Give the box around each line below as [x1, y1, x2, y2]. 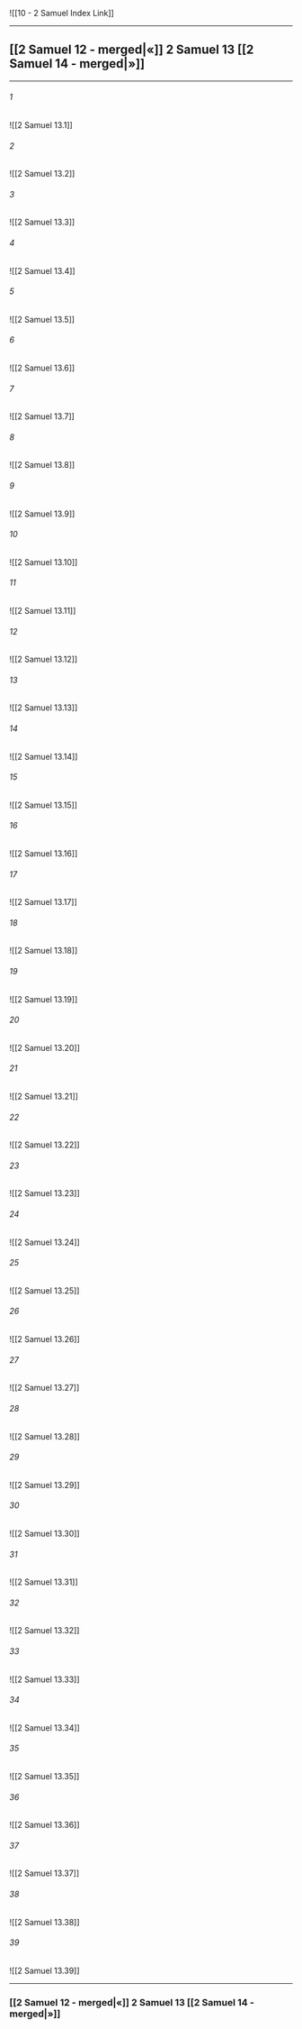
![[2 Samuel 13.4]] [9, 265, 75, 276]
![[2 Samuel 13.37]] [9, 1868, 80, 1878]
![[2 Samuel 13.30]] [9, 1528, 80, 1539]
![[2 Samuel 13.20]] [9, 1042, 81, 1053]
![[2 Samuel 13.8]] [9, 460, 75, 471]
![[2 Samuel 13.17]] [9, 897, 78, 908]
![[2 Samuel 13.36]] [9, 1820, 80, 1831]
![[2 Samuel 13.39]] [9, 1965, 80, 1976]
